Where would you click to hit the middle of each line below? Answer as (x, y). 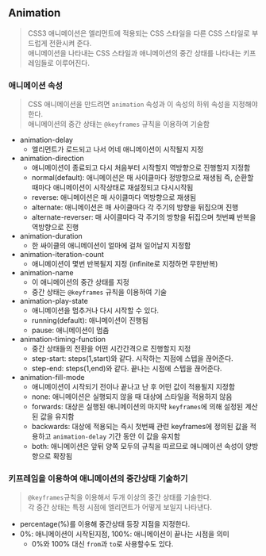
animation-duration (51, 236)
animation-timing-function (62, 339)
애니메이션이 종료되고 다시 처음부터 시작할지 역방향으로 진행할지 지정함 (141, 168)
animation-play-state (54, 301)
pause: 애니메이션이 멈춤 (70, 330)
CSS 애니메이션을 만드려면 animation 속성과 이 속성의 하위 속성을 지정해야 (143, 104)
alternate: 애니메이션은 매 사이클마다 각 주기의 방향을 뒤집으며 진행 (135, 207)
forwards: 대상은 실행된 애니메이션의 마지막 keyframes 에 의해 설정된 (137, 407)
